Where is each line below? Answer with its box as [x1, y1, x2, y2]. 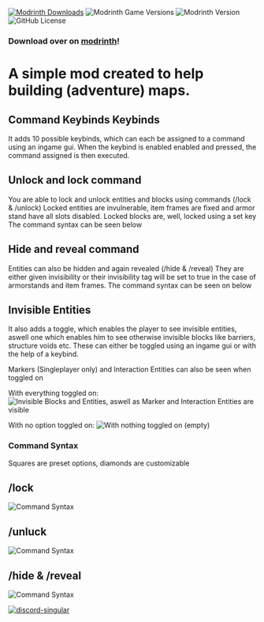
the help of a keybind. [8, 349, 79, 359]
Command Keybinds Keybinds [8, 113, 160, 126]
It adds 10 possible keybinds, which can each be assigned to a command [8, 134, 246, 143]
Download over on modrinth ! [8, 36, 121, 47]
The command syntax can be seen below [8, 220, 143, 229]
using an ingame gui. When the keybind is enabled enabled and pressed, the [8, 142, 257, 152]
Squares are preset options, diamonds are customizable [8, 458, 190, 468]
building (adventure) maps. [8, 81, 191, 100]
